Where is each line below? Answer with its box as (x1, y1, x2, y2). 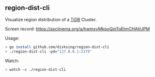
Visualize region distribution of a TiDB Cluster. (5, 16, 97, 22)
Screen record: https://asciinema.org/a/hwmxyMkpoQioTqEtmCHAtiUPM (5, 26, 150, 32)
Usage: (5, 35, 19, 41)
